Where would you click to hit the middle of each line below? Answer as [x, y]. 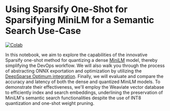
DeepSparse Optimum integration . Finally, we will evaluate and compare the [84, 76]
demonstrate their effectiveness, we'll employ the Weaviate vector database [85, 87]
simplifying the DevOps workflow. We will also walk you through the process [85, 65]
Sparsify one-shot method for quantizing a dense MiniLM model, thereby [81, 60]
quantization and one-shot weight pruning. [50, 103]
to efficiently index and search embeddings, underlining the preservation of [84, 92]
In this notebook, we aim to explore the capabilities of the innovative [76, 55]
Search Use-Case [43, 31]
